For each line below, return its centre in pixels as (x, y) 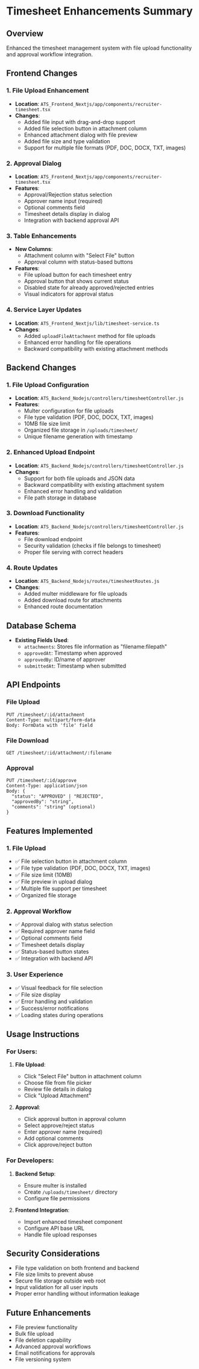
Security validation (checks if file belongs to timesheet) (93, 545)
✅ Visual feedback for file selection (59, 987)
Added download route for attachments (73, 600)
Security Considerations (53, 1253)
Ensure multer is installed (55, 1185)
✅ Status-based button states (52, 952)
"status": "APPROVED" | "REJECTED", (58, 796)
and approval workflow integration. (50, 54)
